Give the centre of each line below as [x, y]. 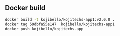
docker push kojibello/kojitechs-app [44, 29]
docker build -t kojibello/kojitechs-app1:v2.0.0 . [60, 19]
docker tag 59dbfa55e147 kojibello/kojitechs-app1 [60, 24]
